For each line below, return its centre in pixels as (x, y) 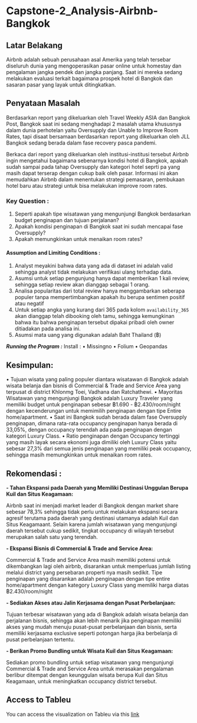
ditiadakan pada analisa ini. (47, 329)
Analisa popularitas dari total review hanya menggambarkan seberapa (100, 291)
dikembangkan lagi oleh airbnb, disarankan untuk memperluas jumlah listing (98, 566)
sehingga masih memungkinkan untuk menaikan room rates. (79, 455)
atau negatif (29, 304)
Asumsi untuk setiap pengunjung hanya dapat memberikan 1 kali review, (102, 278)
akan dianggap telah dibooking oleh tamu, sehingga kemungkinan (95, 316)
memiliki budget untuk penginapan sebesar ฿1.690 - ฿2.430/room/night (93, 404)
